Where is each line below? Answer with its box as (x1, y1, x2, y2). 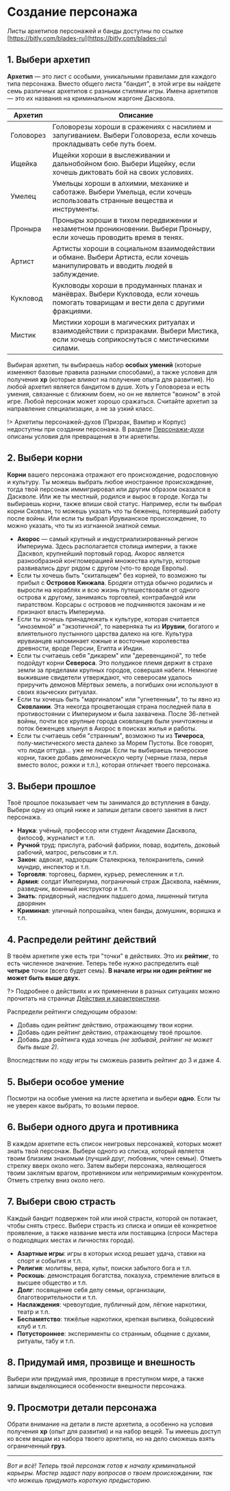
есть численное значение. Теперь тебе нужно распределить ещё (7, 959, 200, 968)
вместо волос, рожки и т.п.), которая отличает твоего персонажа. (16, 761, 211, 769)
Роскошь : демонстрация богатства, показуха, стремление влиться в (16, 1271, 220, 1279)
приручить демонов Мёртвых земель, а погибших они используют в (16, 680, 218, 689)
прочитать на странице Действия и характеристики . (7, 994, 162, 1003)
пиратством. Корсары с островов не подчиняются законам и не (16, 600, 206, 608)
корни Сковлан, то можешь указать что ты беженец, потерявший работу (7, 507, 221, 515)
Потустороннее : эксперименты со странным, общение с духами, (16, 1329, 211, 1337)
